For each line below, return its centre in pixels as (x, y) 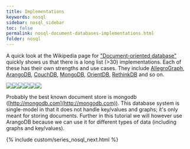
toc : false (19, 28)
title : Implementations (35, 11)
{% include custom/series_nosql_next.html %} (62, 140)
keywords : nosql (26, 17)
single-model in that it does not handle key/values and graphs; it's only (92, 109)
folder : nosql (24, 39)
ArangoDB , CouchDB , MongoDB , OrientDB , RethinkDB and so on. (85, 74)
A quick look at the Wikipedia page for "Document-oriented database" (91, 56)
